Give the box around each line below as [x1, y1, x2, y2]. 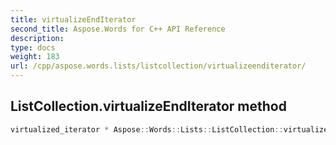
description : [10, 33, 65, 43]
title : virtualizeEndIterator [10, 14, 137, 25]
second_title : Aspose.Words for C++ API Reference [10, 24, 226, 34]
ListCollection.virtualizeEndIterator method [10, 98, 287, 115]
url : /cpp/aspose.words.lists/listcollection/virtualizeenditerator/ [10, 61, 307, 71]
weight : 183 [10, 52, 60, 62]
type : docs [10, 42, 56, 53]
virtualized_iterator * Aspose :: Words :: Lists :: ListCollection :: [10, 124, 284, 135]
